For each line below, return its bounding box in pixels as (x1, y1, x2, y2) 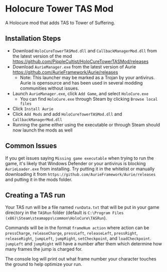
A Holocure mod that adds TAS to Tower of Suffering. (5, 20, 115, 26)
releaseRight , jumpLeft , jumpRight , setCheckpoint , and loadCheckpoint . (5, 235, 151, 242)
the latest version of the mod (12, 53, 72, 59)
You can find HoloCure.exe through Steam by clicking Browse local (20, 96, 158, 102)
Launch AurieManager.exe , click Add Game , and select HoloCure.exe (12, 90, 149, 96)
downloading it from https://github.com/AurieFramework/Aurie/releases (5, 171, 156, 177)
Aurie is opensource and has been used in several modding (20, 80, 143, 86)
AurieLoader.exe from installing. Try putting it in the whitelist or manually (5, 166, 155, 172)
